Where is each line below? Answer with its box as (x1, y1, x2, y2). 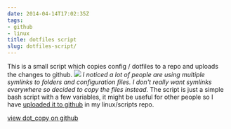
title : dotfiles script (7, 36, 77, 43)
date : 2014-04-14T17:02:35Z (7, 10, 90, 18)
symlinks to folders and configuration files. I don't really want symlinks (7, 78, 212, 86)
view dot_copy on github (7, 114, 79, 122)
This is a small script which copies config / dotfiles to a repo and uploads (7, 62, 219, 70)
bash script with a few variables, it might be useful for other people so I (7, 93, 213, 101)
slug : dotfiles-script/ (7, 43, 77, 50)
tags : (7, 17, 23, 24)
